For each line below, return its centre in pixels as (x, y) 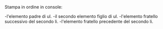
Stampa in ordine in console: (33, 7)
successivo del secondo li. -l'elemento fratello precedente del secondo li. (79, 22)
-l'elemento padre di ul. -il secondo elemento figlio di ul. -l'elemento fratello (81, 16)
